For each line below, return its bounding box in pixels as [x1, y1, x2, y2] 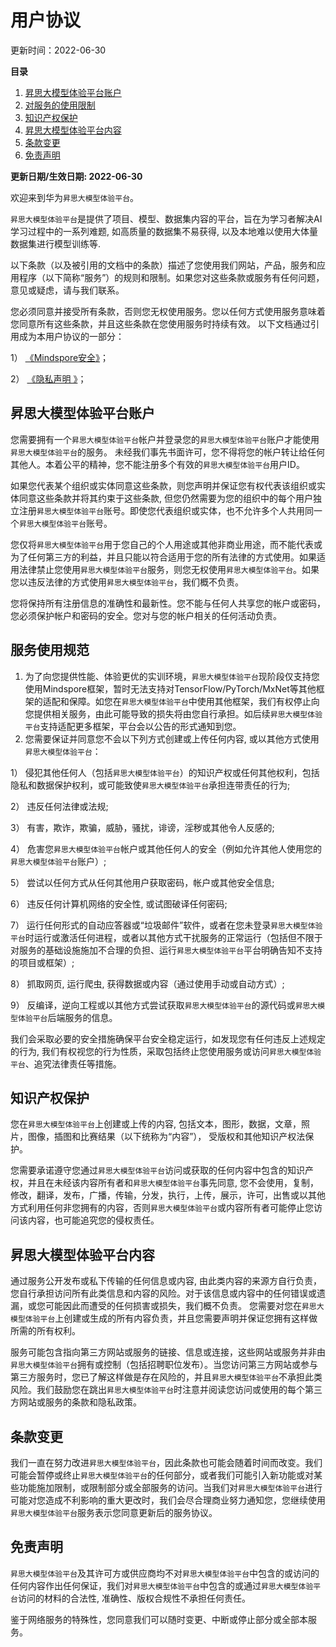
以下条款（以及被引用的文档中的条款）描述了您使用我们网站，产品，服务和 [10, 259, 317, 271]
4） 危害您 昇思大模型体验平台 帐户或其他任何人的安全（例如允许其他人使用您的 [10, 842, 323, 855]
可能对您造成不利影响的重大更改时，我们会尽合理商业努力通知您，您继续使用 [10, 1494, 326, 1506]
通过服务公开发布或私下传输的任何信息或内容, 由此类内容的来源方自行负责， [10, 1275, 322, 1287]
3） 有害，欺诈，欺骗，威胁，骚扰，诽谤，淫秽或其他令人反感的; [10, 821, 275, 833]
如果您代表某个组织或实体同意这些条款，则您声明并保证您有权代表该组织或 [10, 479, 317, 491]
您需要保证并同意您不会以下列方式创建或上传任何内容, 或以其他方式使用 [24, 732, 320, 745]
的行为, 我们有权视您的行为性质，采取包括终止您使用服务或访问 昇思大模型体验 [10, 1045, 322, 1057]
